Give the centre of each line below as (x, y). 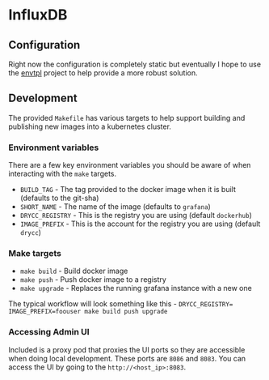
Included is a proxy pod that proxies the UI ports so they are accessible (127, 349)
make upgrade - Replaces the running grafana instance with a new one (136, 288)
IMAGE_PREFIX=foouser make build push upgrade (88, 312)
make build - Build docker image (74, 271)
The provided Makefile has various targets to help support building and (127, 117)
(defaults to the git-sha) (59, 198)
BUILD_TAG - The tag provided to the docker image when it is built (128, 190)
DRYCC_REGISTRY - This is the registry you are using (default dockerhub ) (136, 216)
